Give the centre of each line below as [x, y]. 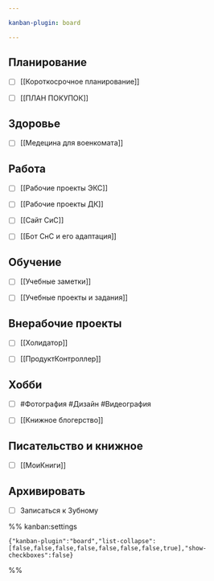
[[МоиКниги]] [43, 465]
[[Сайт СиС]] [42, 220]
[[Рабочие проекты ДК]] [62, 204]
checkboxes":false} [41, 555]
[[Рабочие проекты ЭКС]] [64, 188]
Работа [27, 168]
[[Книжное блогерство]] [62, 420]
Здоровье [35, 123]
